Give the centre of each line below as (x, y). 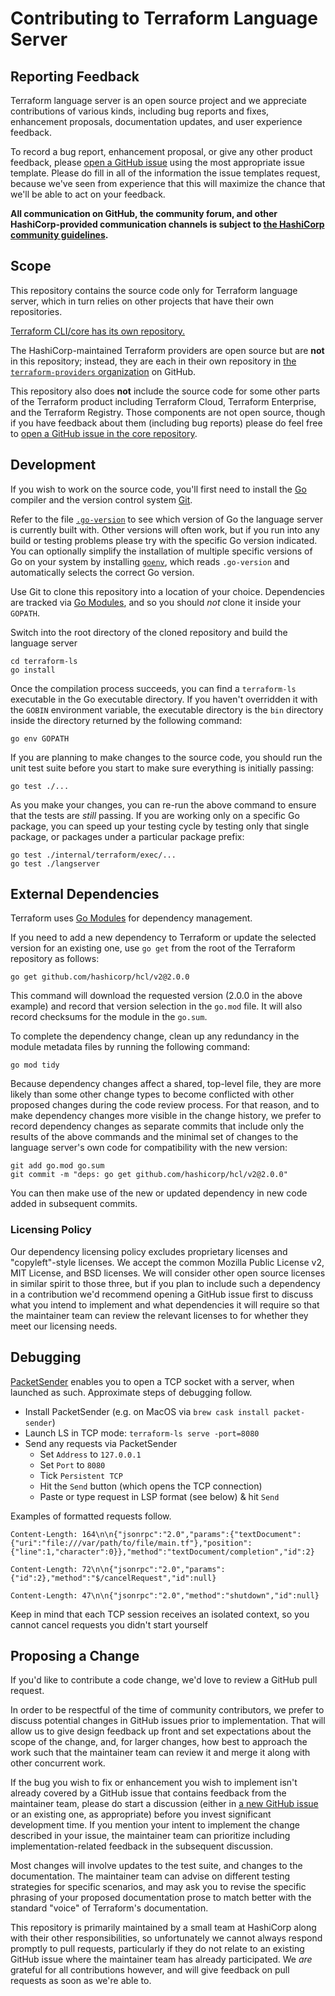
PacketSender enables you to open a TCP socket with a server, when (152, 1381)
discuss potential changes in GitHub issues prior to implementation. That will (168, 1721)
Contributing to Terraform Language (164, 18)
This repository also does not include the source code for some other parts (165, 391)
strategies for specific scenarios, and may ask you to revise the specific (158, 1887)
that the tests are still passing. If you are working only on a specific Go (155, 815)
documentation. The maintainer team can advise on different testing (150, 1876)
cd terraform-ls (44, 661)
